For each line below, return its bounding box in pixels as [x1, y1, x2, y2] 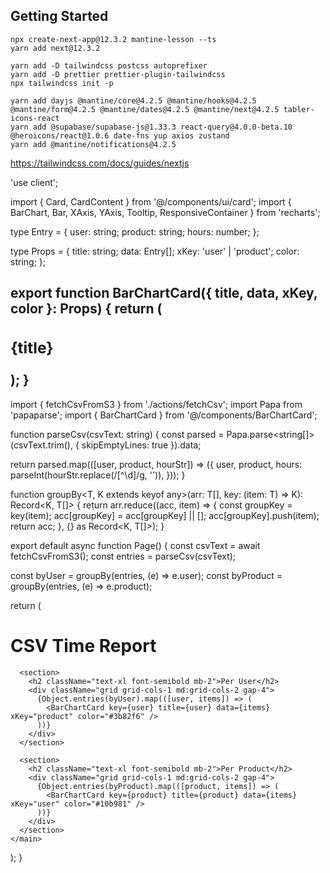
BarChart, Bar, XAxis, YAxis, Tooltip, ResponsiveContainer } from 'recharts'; [10, 206, 321, 218]
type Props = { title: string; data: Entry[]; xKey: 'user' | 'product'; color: [10, 245, 300, 257]
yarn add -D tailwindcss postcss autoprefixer [10, 60, 208, 71]
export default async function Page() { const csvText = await [10, 539, 261, 551]
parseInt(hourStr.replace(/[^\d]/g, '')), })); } [10, 469, 186, 481]
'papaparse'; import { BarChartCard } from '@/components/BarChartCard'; [10, 409, 318, 421]
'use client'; [10, 176, 59, 188]
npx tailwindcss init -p [10, 78, 114, 88]
